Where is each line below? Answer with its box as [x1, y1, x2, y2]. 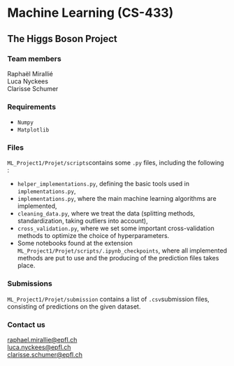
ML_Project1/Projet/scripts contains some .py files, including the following [7, 159, 225, 167]
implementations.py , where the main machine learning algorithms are [17, 195, 217, 203]
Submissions [7, 279, 52, 288]
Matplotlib [17, 127, 50, 134]
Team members [7, 54, 61, 64]
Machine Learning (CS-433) [7, 5, 174, 21]
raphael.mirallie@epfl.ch [7, 336, 78, 344]
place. [17, 261, 36, 270]
